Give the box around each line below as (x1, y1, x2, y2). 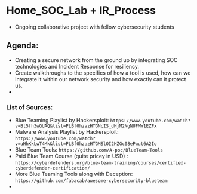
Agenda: (6, 41, 39, 51)
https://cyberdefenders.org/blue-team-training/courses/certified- (14, 160, 186, 166)
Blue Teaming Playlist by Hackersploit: (14, 117, 109, 124)
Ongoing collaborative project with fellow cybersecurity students (14, 23, 174, 30)
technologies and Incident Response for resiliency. (14, 63, 139, 70)
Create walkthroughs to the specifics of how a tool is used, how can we (14, 69, 191, 76)
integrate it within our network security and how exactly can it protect (14, 75, 186, 82)
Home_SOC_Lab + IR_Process (6, 4, 156, 17)
